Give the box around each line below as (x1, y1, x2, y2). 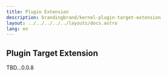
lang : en (6, 25, 28, 32)
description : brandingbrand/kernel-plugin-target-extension (6, 14, 162, 21)
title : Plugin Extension (6, 8, 69, 15)
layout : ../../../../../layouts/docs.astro (6, 20, 118, 26)
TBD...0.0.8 (6, 64, 34, 71)
